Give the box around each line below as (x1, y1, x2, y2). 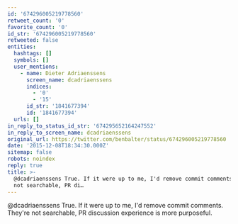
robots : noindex (7, 155, 55, 163)
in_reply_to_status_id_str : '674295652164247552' (7, 122, 157, 130)
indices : (25, 83, 52, 90)
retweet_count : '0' (7, 17, 65, 24)
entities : (7, 43, 37, 50)
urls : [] (13, 116, 40, 123)
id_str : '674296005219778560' (7, 30, 97, 38)
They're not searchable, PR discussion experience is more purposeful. (7, 208, 212, 217)
